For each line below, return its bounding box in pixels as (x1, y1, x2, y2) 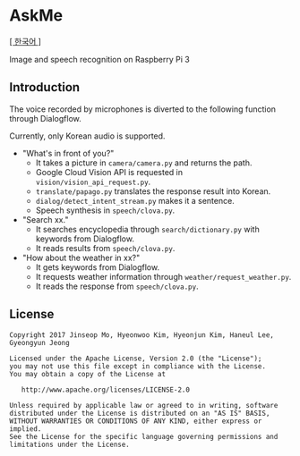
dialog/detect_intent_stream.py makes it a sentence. (35, 195, 235, 206)
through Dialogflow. (9, 113, 82, 123)
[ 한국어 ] (9, 36, 42, 46)
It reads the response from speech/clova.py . (35, 281, 199, 291)
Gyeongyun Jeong (9, 338, 70, 347)
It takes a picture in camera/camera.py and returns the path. (35, 157, 253, 168)
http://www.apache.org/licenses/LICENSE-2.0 (21, 385, 191, 394)
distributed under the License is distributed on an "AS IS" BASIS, (9, 409, 270, 418)
